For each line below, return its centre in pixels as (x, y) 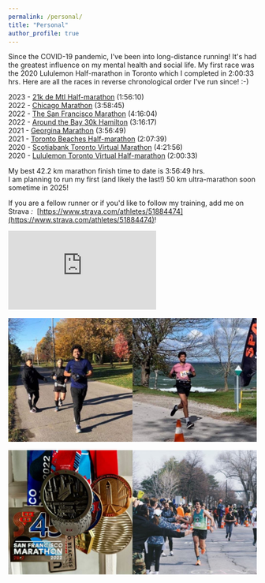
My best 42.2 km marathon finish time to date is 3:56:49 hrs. (106, 171)
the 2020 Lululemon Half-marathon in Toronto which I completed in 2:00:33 (131, 73)
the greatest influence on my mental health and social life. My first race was (131, 65)
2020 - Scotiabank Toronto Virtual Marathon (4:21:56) (95, 148)
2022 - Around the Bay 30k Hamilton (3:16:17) (83, 122)
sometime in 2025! (39, 188)
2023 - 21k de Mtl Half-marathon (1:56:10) (76, 97)
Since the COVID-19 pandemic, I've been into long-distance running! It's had (132, 57)
